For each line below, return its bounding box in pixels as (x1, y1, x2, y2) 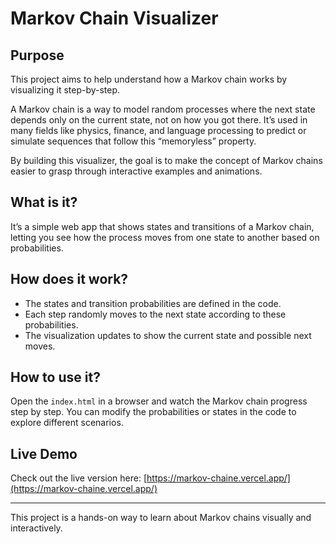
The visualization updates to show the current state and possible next (24, 329, 312, 341)
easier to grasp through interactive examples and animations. (10, 165, 263, 177)
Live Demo (10, 445, 78, 462)
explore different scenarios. (10, 417, 124, 429)
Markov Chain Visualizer (10, 7, 219, 30)
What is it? (10, 194, 78, 211)
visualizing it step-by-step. (10, 84, 121, 96)
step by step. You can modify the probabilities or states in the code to (10, 406, 297, 418)
